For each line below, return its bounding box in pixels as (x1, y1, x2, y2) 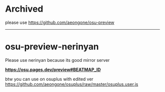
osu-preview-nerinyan (5, 41, 99, 52)
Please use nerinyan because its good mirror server (5, 57, 110, 63)
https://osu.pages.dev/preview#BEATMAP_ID (5, 67, 101, 73)
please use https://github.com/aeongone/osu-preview (5, 19, 114, 25)
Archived (5, 3, 43, 15)
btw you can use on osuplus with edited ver (5, 76, 94, 82)
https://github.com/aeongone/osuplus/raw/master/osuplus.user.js (5, 81, 138, 87)
